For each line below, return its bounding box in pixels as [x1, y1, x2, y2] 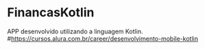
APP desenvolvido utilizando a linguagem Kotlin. [7, 27, 143, 35]
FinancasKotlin [7, 5, 95, 20]
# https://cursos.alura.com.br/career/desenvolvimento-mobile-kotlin [7, 34, 199, 42]
